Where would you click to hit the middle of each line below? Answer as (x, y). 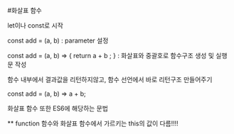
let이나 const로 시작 (36, 26)
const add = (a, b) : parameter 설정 (58, 40)
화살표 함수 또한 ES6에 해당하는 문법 (58, 108)
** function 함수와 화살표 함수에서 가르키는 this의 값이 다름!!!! (93, 123)
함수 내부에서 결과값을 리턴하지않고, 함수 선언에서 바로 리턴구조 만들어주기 (110, 79)
